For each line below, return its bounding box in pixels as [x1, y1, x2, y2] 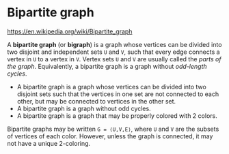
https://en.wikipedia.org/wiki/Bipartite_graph [7, 27, 133, 35]
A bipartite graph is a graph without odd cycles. [16, 104, 152, 112]
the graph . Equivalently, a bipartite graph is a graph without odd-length [7, 62, 207, 70]
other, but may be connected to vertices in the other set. [16, 97, 176, 105]
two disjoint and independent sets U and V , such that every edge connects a [7, 48, 220, 56]
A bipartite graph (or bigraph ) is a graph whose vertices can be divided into [7, 40, 222, 48]
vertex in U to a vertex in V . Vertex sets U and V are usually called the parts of [7, 55, 221, 63]
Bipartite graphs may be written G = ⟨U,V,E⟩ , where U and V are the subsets [7, 125, 219, 133]
